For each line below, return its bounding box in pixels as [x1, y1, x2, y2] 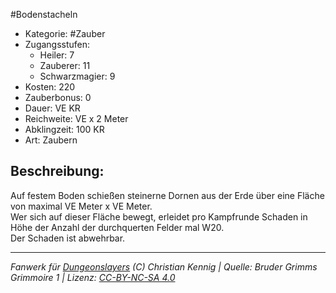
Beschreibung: [10, 163, 105, 180]
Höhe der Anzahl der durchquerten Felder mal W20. [10, 221, 225, 233]
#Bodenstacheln [10, 9, 78, 20]
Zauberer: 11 [39, 60, 91, 71]
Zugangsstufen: [24, 39, 91, 50]
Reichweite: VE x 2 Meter [24, 113, 129, 124]
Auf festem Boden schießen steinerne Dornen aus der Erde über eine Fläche [10, 189, 325, 201]
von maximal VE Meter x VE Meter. [10, 200, 153, 212]
